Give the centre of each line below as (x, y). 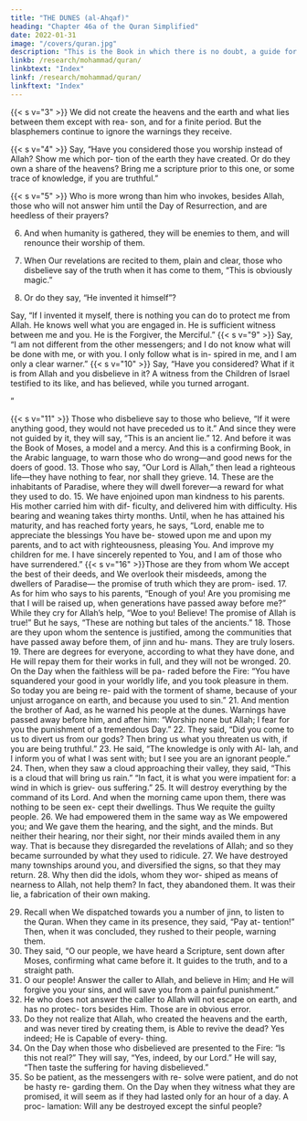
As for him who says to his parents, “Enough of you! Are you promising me (150, 593)
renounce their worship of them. (84, 242)
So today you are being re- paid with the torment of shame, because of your (154, 690)
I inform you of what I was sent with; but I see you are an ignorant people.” (150, 758)
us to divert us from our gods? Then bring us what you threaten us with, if (149, 739)
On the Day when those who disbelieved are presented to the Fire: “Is (154, 1048)
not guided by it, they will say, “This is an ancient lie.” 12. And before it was (151, 438)
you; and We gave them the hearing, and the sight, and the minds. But (142, 826)
